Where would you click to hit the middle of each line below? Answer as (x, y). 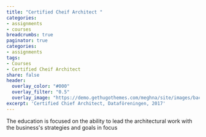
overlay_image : (31, 98)
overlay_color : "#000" (41, 87)
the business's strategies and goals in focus (62, 127)
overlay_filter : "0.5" (41, 92)
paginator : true (27, 41)
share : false (23, 75)
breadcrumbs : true (30, 35)
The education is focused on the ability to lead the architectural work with (99, 121)
